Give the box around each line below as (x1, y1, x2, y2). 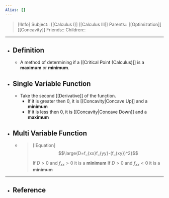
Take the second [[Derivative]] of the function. (20, 93, 117, 99)
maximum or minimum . (20, 65, 69, 71)
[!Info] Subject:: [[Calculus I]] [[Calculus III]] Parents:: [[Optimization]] (17, 21, 162, 27)
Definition (12, 46, 44, 55)
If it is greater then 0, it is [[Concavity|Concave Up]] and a (27, 98, 148, 104)
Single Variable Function (12, 79, 91, 88)
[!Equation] (32, 142, 56, 148)
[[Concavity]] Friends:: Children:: (17, 26, 86, 33)
